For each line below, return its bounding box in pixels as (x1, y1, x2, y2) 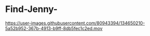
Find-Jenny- (5, 3, 58, 15)
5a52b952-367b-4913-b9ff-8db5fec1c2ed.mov (5, 25, 103, 31)
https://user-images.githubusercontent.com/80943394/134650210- (5, 20, 145, 26)
